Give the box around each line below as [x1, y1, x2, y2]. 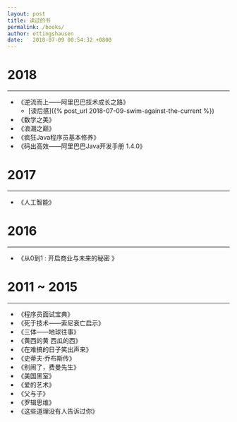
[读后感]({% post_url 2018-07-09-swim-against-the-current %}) [28, 107, 215, 115]
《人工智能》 [17, 198, 55, 206]
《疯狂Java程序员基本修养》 [17, 133, 100, 142]
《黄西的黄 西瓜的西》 [17, 336, 82, 344]
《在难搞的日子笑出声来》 [17, 345, 92, 354]
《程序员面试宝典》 [17, 310, 74, 318]
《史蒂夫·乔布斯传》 [17, 354, 75, 362]
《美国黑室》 [17, 371, 55, 380]
